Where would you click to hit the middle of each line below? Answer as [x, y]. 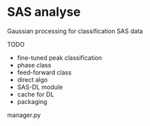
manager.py [24, 115]
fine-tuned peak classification [60, 57]
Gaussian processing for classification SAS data [75, 31]
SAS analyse [44, 12]
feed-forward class [44, 72]
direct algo [32, 79]
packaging [32, 101]
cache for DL [35, 94]
